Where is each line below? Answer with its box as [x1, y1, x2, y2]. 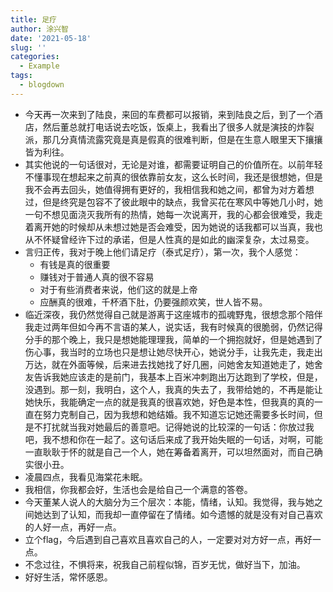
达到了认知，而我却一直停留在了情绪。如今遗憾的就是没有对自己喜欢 [42, 508, 323, 520]
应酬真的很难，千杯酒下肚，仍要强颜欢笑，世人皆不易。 [39, 296, 268, 308]
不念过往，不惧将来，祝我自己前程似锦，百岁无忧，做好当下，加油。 [24, 558, 306, 570]
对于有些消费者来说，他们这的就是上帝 [39, 283, 198, 295]
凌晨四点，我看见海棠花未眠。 [24, 471, 148, 483]
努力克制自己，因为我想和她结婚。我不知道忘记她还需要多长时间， [42, 408, 315, 420]
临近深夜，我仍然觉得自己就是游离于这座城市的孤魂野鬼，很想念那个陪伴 [24, 308, 323, 320]
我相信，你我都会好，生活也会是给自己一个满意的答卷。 [24, 483, 253, 495]
